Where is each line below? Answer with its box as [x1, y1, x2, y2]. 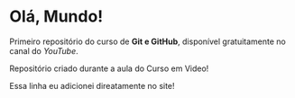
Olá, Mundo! [9, 6, 104, 27]
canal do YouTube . [9, 45, 78, 56]
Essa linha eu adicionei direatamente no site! [9, 80, 175, 91]
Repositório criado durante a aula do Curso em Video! [9, 63, 209, 74]
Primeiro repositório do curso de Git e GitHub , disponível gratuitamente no [9, 36, 286, 47]
